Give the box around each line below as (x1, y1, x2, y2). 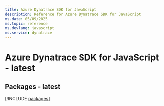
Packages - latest (5, 82, 61, 91)
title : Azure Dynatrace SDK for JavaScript (5, 7, 97, 12)
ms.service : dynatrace (5, 30, 52, 35)
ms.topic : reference (5, 21, 48, 26)
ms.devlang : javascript (5, 26, 55, 31)
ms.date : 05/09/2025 (5, 16, 48, 21)
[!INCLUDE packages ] (5, 96, 50, 101)
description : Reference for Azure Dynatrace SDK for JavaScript (5, 12, 141, 17)
